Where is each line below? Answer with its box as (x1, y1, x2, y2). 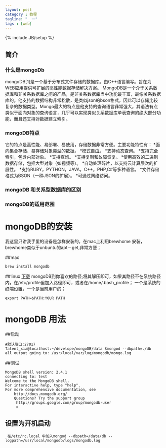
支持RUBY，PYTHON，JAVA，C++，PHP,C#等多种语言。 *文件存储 (21, 167, 160, 173)
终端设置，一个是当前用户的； (5, 286, 66, 292)
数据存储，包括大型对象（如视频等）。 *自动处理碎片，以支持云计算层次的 (5, 160, 154, 166)
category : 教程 (5, 12, 37, 17)
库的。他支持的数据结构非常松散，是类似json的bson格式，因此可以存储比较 (5, 97, 158, 103)
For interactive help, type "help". (5, 383, 81, 387)
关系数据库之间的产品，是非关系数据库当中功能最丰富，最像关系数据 (22, 91, 161, 97)
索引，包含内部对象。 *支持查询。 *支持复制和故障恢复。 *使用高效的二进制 (5, 154, 158, 160)
